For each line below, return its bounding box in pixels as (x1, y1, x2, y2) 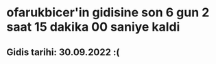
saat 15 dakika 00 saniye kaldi (6, 19, 180, 35)
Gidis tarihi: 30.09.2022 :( (6, 46, 120, 58)
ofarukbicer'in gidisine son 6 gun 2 (6, 5, 210, 20)
